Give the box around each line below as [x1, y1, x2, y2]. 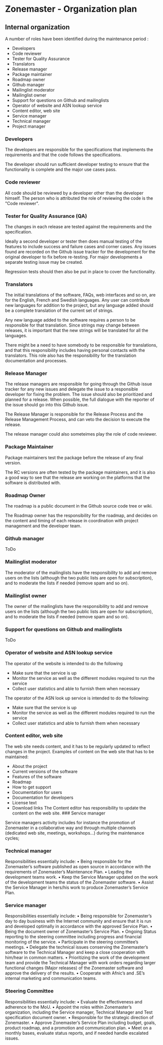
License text [12, 799, 37, 806]
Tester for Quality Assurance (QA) [5, 212, 88, 219]
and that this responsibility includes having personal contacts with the [5, 348, 145, 353]
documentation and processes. [5, 358, 68, 364]
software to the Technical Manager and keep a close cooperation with [5, 950, 145, 955]
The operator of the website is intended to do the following [5, 660, 123, 666]
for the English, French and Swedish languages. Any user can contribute [5, 297, 150, 303]
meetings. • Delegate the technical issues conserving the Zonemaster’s [5, 944, 148, 950]
